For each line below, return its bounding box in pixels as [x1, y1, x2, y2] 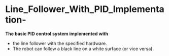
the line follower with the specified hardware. [12, 40, 108, 46]
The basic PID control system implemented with [5, 30, 109, 36]
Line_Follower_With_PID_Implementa [5, 3, 165, 15]
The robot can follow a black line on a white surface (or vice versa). [12, 45, 154, 51]
